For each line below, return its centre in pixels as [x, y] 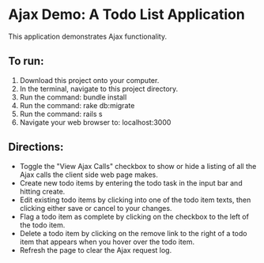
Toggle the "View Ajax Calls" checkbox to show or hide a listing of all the [138, 166]
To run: [26, 61]
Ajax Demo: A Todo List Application [126, 15]
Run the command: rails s [61, 114]
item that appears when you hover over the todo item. [107, 242]
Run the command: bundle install [73, 97]
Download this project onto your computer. [89, 80]
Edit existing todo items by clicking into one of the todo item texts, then [135, 200]
